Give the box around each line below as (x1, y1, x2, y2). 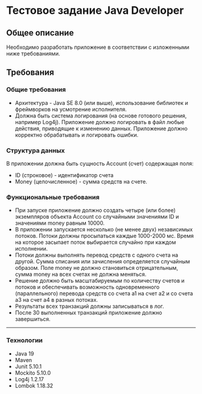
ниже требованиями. (6, 50, 60, 57)
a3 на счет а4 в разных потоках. (14, 296, 98, 304)
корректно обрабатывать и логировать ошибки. (14, 131, 139, 139)
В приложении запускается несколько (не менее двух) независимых (14, 226, 193, 233)
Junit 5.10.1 (14, 363, 42, 370)
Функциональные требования (6, 193, 100, 201)
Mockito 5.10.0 (14, 369, 51, 377)
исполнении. (14, 245, 48, 252)
